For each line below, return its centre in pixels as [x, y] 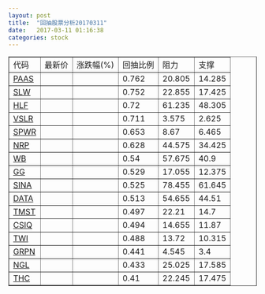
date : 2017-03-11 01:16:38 [56, 30]
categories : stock [38, 37]
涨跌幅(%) [95, 65]
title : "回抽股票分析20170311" [58, 23]
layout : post [30, 15]
